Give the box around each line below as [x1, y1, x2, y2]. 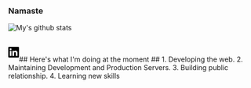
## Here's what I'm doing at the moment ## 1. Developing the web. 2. [19, 55, 243, 64]
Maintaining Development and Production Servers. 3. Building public [8, 63, 229, 72]
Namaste [8, 5, 44, 16]
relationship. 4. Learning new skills [8, 72, 120, 81]
